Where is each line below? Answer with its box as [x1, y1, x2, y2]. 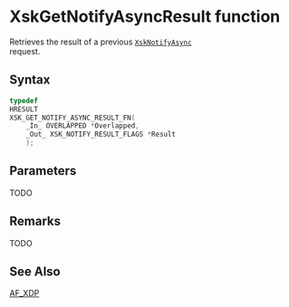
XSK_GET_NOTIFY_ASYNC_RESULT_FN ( [9, 113, 136, 122]
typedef [9, 96, 39, 105]
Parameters [9, 163, 77, 178]
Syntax [9, 72, 51, 88]
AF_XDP [9, 288, 40, 299]
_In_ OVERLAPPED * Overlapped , [25, 121, 140, 130]
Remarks [9, 214, 62, 229]
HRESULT [9, 104, 39, 114]
